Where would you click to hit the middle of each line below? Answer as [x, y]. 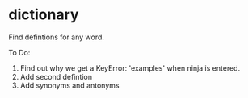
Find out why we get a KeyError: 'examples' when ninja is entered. [130, 68]
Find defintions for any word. [57, 37]
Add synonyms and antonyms [69, 85]
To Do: [19, 52]
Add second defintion [56, 76]
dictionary [44, 15]
